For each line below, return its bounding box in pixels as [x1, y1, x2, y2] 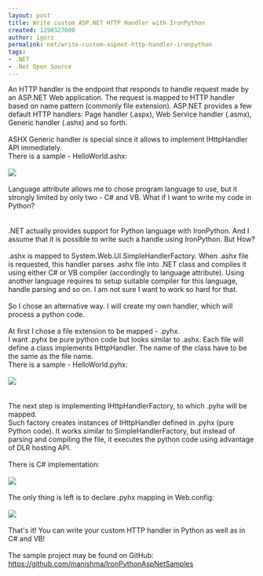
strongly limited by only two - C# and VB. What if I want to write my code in [8, 192, 252, 201]
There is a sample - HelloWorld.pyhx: [8, 360, 128, 369]
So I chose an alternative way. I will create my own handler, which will [8, 301, 233, 311]
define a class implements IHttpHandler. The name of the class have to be [8, 343, 247, 353]
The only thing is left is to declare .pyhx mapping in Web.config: [8, 493, 214, 502]
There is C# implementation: [8, 460, 100, 469]
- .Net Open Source [8, 63, 72, 71]
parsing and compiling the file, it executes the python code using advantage [8, 434, 254, 444]
